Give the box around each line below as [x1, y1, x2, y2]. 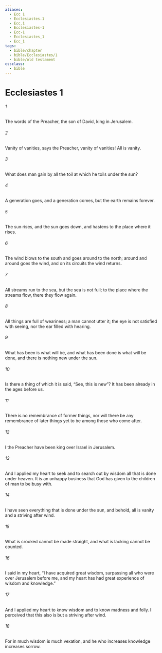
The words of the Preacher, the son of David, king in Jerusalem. [5, 119, 133, 124]
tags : [5, 43, 16, 48]
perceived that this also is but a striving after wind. [5, 612, 107, 618]
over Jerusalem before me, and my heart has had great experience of [5, 575, 144, 581]
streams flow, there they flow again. [5, 292, 77, 298]
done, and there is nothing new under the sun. [5, 355, 98, 361]
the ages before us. [5, 387, 44, 392]
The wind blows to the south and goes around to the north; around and [5, 255, 147, 261]
